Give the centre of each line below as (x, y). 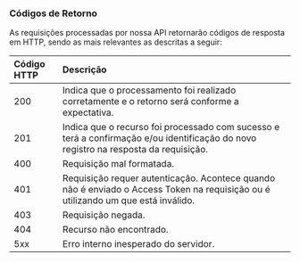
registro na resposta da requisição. (135, 150)
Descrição (84, 70)
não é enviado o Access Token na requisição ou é (166, 190)
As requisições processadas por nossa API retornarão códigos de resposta (147, 33)
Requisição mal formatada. (118, 164)
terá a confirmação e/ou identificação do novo (159, 138)
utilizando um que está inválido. (129, 201)
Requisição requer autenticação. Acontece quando (168, 178)
